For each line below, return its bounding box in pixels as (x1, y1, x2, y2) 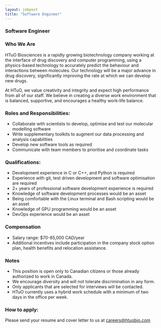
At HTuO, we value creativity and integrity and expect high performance (5, 87, 149, 93)
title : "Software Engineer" (5, 12, 62, 17)
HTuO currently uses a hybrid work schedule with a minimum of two (12, 289, 149, 295)
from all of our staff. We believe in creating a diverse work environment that (5, 92, 157, 98)
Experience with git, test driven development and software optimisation (12, 175, 155, 181)
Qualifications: (5, 159, 41, 166)
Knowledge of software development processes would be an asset (12, 191, 146, 196)
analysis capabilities (12, 136, 53, 142)
